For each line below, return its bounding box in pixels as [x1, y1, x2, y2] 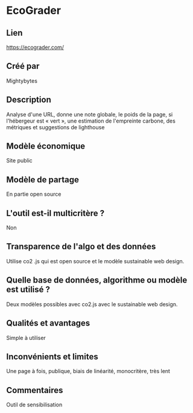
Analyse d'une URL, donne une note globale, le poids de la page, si [6, 110, 173, 118]
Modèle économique [6, 141, 86, 152]
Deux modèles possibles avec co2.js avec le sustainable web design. [6, 300, 178, 308]
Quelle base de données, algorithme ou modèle [6, 275, 188, 286]
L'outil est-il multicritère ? [6, 208, 105, 218]
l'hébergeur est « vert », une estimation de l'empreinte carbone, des [6, 117, 176, 124]
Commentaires [6, 385, 63, 395]
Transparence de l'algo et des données [6, 242, 156, 252]
